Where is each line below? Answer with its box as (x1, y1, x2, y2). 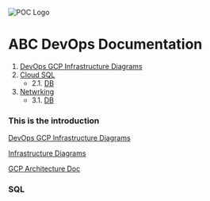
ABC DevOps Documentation (8, 36, 203, 53)
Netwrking (19, 87, 55, 96)
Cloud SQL (19, 70, 55, 79)
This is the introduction (8, 115, 100, 126)
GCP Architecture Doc (8, 164, 81, 174)
